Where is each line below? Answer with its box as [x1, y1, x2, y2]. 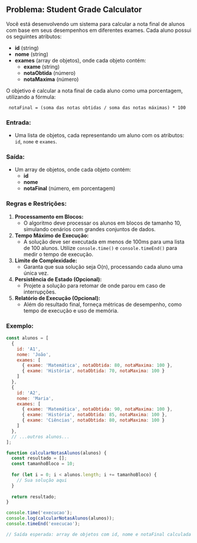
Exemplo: [6, 321, 34, 330]
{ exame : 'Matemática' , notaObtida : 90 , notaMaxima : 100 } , [21, 406, 173, 412]
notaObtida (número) [23, 69, 76, 76]
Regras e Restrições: [6, 200, 67, 208]
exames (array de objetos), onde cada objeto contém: [14, 57, 146, 64]
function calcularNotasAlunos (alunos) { [6, 450, 107, 456]
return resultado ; [11, 493, 57, 500]
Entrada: [6, 118, 31, 126]
